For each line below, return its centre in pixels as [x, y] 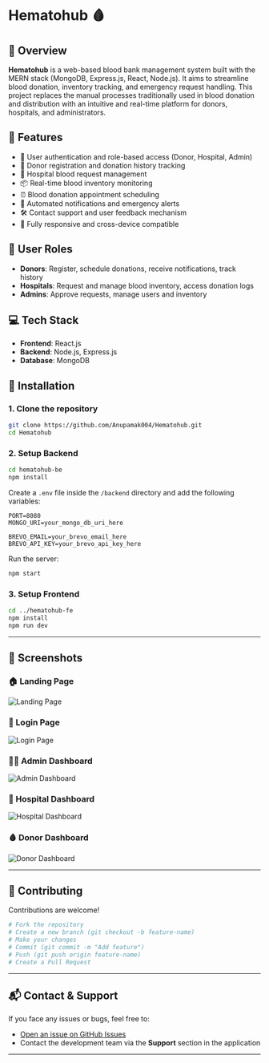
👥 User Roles [41, 249]
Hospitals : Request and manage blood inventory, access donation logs [137, 285]
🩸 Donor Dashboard [49, 838]
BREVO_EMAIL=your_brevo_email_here [68, 537]
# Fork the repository [46, 925]
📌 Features [36, 137]
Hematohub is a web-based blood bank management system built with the [132, 70]
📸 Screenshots [46, 658]
